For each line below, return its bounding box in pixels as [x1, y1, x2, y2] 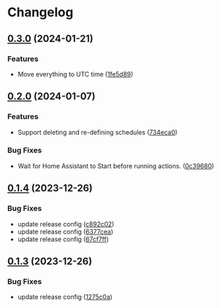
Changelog [7, 4, 74, 21]
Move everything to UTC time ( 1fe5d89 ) [17, 70, 133, 78]
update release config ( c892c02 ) [17, 219, 115, 228]
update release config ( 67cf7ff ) [17, 235, 109, 243]
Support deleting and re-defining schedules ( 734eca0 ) [17, 128, 178, 136]
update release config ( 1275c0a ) [17, 292, 113, 302]
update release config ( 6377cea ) [17, 227, 113, 236]
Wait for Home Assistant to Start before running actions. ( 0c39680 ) [17, 161, 215, 170]
